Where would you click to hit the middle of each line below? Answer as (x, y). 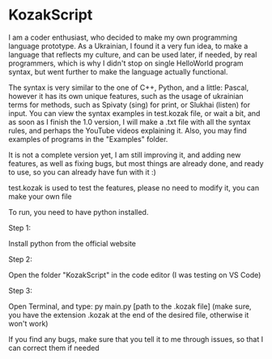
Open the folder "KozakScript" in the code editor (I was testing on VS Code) (135, 275)
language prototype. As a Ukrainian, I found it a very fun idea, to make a (128, 45)
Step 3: (20, 290)
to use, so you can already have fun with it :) (82, 172)
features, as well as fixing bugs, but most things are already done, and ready (136, 163)
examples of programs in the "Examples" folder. (88, 139)
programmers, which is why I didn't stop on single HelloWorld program (126, 63)
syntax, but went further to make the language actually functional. (118, 71)
